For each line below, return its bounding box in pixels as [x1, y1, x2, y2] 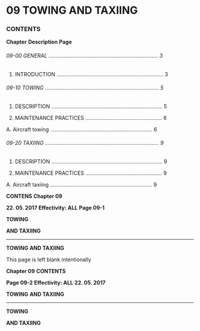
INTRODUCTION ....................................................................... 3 [14, 70, 168, 78]
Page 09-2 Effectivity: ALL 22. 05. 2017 [6, 279, 106, 286]
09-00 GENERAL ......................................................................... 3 [6, 52, 163, 60]
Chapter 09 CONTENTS [6, 268, 66, 275]
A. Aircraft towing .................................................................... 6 [6, 126, 158, 133]
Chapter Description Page [6, 38, 73, 45]
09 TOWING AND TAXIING [6, 4, 138, 17]
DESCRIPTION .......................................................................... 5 [14, 103, 167, 110]
